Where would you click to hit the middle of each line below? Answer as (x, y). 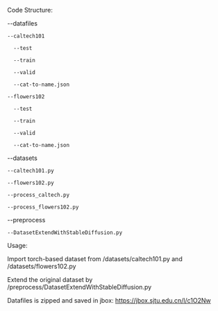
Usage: (17, 246)
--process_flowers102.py (43, 207)
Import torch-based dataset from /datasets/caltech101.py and (95, 259)
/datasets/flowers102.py (42, 266)
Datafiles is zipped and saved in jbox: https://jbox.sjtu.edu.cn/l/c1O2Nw (109, 300)
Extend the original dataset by (50, 279)
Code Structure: (30, 10)
